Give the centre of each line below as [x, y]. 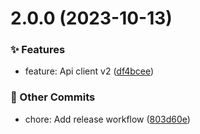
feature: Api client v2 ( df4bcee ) [89, 71]
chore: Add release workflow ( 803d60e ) [107, 119]
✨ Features [38, 50]
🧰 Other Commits [53, 97]
